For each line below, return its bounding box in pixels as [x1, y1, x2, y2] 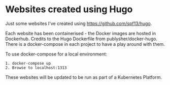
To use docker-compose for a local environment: [5, 51, 108, 57]
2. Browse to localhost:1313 [5, 65, 67, 70]
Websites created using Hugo [5, 4, 133, 15]
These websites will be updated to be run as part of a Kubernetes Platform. [5, 74, 162, 80]
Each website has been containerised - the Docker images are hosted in [5, 30, 156, 36]
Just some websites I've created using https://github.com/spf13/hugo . [5, 20, 152, 26]
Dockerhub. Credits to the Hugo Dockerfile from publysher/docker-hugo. [5, 36, 158, 42]
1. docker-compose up [5, 61, 51, 66]
